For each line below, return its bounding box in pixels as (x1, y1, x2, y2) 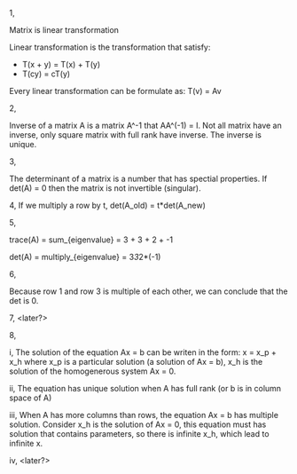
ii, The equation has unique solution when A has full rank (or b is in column (9, 383, 282, 393)
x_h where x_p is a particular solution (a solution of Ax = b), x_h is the (9, 357, 263, 367)
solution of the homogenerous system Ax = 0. (9, 366, 176, 376)
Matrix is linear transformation (9, 25, 120, 35)
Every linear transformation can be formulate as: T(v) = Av (9, 86, 222, 96)
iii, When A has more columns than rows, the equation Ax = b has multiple (9, 410, 279, 420)
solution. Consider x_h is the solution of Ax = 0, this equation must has (9, 419, 267, 430)
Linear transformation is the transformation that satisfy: (9, 42, 211, 52)
